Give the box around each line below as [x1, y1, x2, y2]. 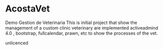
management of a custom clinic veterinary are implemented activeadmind [5, 24, 158, 30]
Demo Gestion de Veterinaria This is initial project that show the [5, 19, 137, 25]
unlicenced [5, 39, 29, 45]
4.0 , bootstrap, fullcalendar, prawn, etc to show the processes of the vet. [5, 30, 158, 36]
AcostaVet [5, 3, 50, 14]
